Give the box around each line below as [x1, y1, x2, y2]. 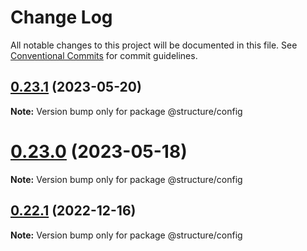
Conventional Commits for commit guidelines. [10, 49, 198, 61]
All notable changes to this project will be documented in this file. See [10, 39, 298, 51]
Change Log [10, 6, 113, 29]
